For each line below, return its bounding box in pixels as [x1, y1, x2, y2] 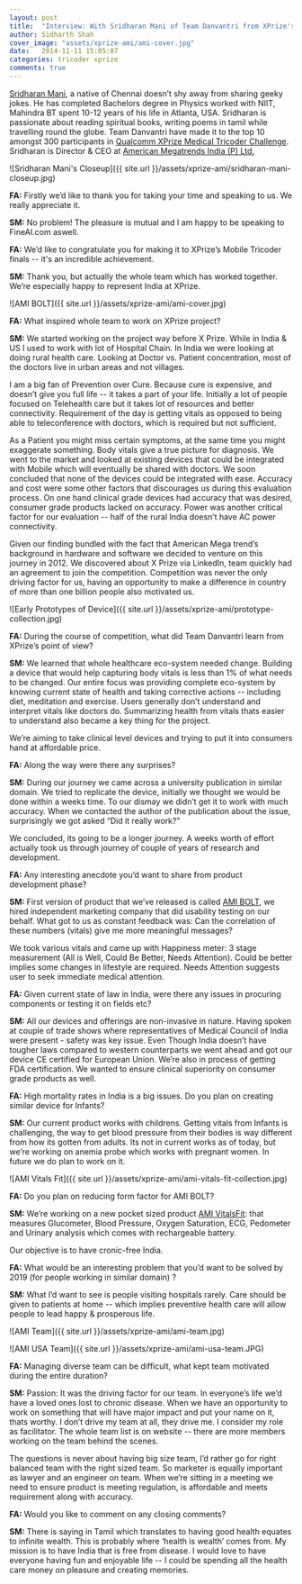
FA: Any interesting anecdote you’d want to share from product [9, 869, 243, 880]
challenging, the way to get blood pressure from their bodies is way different [9, 1127, 293, 1137]
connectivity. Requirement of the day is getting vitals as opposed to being [9, 407, 282, 419]
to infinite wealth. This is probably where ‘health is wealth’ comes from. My [9, 1535, 288, 1546]
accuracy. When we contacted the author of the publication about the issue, [9, 805, 291, 816]
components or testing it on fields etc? [9, 998, 152, 1009]
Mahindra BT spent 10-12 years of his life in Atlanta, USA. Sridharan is [9, 107, 267, 118]
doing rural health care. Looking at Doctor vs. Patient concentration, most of [9, 352, 292, 363]
